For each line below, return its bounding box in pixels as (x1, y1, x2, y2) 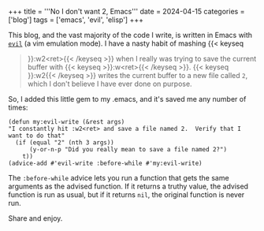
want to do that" (8, 132, 65, 140)
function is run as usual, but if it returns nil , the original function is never (8, 190, 245, 199)
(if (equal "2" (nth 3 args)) (15, 139, 114, 147)
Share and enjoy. (8, 214, 63, 223)
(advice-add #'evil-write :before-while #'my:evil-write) (8, 159, 203, 167)
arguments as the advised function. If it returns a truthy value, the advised (8, 181, 249, 191)
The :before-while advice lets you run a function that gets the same (8, 173, 230, 182)
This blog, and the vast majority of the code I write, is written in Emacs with (8, 31, 253, 39)
